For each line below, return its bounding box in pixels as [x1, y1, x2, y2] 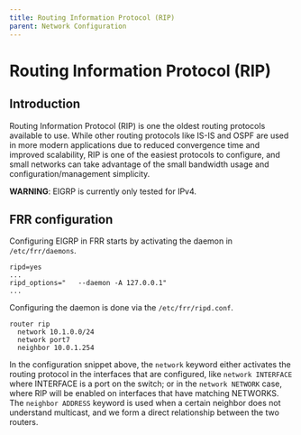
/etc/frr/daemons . [9, 245, 77, 256]
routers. [9, 417, 39, 428]
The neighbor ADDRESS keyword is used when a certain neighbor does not [9, 398, 281, 409]
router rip [9, 319, 50, 329]
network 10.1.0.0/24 [17, 328, 95, 337]
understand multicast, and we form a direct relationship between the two [9, 407, 279, 418]
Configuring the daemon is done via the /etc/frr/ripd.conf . [9, 302, 234, 313]
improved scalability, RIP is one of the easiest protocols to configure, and [9, 149, 281, 160]
